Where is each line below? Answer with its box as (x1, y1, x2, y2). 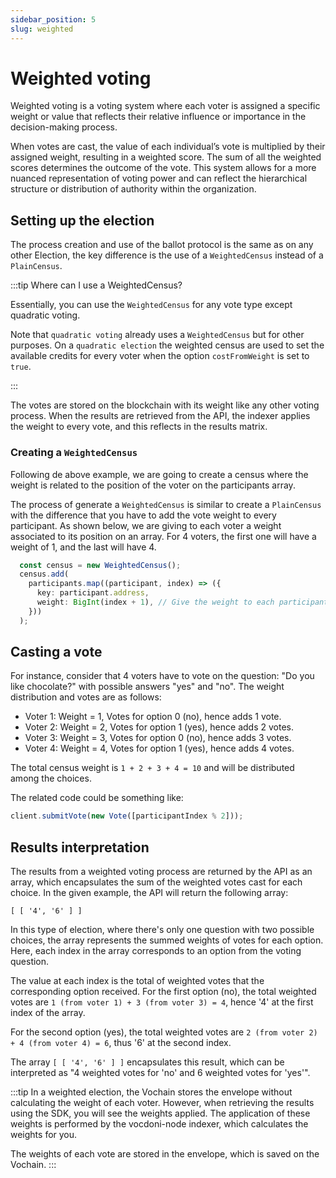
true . (10, 361, 32, 373)
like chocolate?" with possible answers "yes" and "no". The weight (10, 681, 285, 693)
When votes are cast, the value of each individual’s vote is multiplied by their (10, 141, 326, 153)
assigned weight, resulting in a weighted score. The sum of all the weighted (10, 151, 322, 163)
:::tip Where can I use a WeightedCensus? (10, 279, 183, 291)
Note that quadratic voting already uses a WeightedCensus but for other (10, 329, 305, 341)
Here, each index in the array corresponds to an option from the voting (10, 945, 302, 957)
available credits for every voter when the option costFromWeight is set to (10, 350, 310, 362)
